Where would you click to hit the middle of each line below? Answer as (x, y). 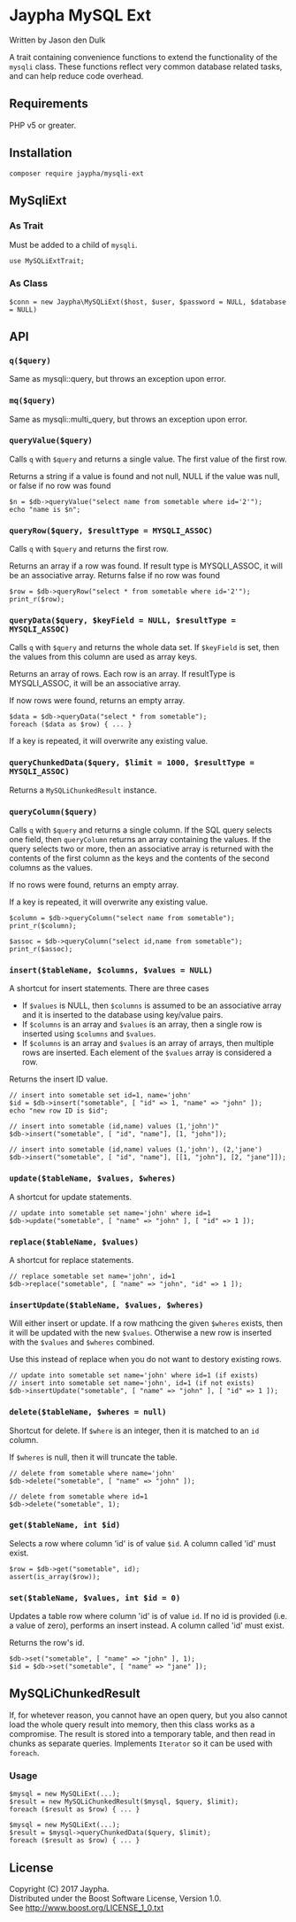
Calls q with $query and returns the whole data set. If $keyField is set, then (144, 647)
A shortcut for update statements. (71, 1197)
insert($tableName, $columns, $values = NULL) (111, 970)
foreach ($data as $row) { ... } (71, 725)
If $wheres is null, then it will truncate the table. (94, 1457)
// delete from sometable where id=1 (79, 1496)
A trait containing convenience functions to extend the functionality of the (144, 57)
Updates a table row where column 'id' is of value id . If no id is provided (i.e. (148, 1616)
